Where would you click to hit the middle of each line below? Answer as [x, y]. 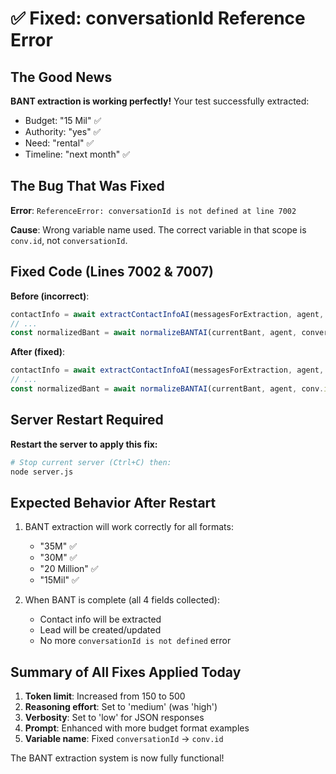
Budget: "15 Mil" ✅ [63, 120]
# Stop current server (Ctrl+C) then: [91, 462]
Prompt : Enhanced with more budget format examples [137, 728]
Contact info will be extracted [100, 619]
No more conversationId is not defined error [135, 641]
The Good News [61, 77]
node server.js [42, 472]
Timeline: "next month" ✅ [77, 154]
